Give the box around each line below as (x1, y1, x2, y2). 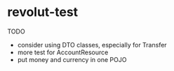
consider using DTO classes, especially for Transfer (17, 40, 167, 49)
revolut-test (7, 4, 79, 20)
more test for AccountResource (17, 48, 109, 56)
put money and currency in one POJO (17, 55, 127, 63)
